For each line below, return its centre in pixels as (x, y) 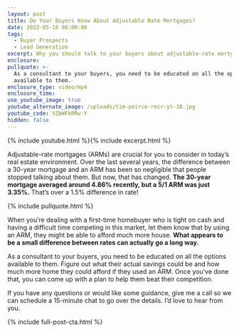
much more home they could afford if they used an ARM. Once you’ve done (118, 271)
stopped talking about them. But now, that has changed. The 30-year (109, 177)
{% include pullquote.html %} (51, 206)
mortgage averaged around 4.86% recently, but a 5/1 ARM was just (108, 184)
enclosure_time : (31, 93)
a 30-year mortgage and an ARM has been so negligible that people (107, 169)
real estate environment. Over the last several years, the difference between (119, 162)
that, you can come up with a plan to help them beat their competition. (110, 279)
